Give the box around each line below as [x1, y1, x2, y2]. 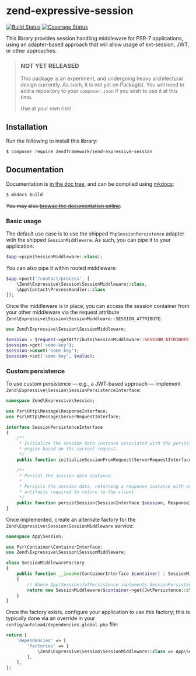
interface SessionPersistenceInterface [6, 424, 103, 430]
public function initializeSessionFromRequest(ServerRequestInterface [16, 457, 192, 463]
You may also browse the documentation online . [6, 202, 122, 209]
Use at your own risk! [20, 105, 72, 112]
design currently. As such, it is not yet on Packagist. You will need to [20, 81, 185, 88]
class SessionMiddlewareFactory [6, 560, 85, 566]
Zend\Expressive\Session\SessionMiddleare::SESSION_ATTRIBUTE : [6, 315, 162, 322]
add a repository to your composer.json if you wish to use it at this [20, 88, 178, 95]
